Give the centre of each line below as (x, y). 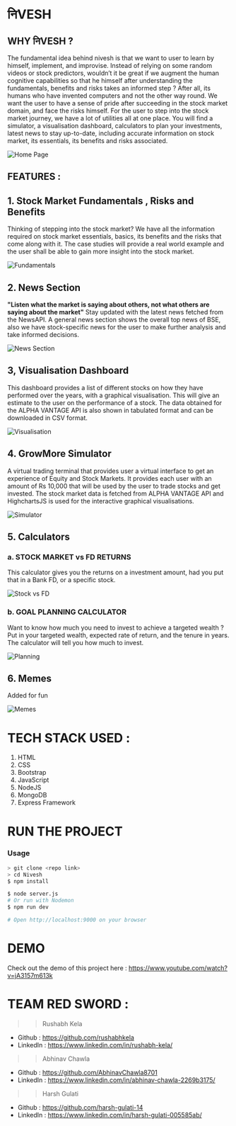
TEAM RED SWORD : (68, 1004)
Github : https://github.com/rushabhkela (76, 1037)
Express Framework (47, 802)
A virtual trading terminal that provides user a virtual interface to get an (111, 471)
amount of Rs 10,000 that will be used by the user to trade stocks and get (114, 486)
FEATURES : (34, 177)
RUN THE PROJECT (65, 831)
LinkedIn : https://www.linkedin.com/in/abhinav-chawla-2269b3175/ (116, 1080)
